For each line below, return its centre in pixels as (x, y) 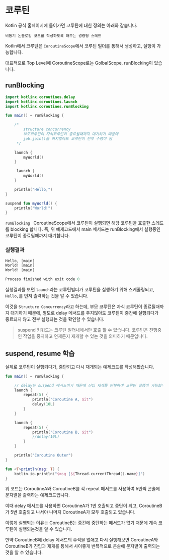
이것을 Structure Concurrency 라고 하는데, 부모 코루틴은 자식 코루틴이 (74, 307)
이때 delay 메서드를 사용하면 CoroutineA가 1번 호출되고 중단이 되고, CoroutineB (84, 506)
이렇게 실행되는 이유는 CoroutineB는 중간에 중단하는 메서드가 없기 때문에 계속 (81, 523)
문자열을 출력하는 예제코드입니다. (38, 495)
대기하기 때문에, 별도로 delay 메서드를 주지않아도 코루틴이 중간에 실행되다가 (84, 313)
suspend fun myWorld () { (31, 203)
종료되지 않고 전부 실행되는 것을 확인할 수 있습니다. (55, 319)
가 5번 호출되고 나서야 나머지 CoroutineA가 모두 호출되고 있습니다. (70, 512)
